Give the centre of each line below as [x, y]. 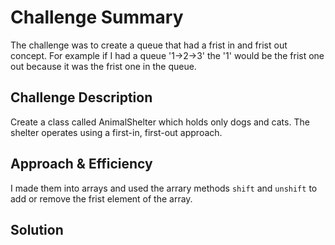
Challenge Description [81, 97]
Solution [37, 229]
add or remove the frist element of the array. [101, 198]
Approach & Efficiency [81, 164]
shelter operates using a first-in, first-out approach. [116, 132]
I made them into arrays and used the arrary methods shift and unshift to [164, 188]
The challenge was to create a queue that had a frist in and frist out [149, 45]
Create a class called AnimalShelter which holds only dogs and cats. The [160, 122]
